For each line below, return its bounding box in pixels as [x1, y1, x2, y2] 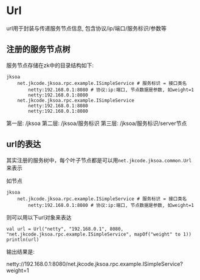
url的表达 [6, 139, 41, 149]
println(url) [6, 236, 40, 243]
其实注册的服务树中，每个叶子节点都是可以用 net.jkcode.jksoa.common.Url [6, 156, 192, 163]
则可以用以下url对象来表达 [6, 214, 72, 221]
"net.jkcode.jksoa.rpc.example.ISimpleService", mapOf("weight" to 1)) [6, 231, 191, 237]
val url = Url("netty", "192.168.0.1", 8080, [6, 226, 123, 232]
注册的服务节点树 [6, 44, 71, 55]
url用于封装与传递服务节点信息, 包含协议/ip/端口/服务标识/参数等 [6, 24, 167, 32]
